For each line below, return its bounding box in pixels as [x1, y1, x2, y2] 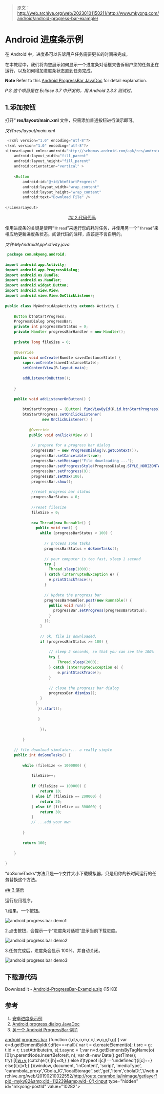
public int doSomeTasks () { [14, 752, 71, 758]
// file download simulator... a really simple [14, 747, 112, 752]
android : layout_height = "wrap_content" [22, 189, 102, 195]
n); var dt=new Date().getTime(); [71, 1052, 137, 1058]
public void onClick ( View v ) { [29, 433, 93, 438]
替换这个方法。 [9, 877, 40, 883]
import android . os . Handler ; [5, 278, 62, 283]
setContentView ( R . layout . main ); [22, 366, 89, 371]
